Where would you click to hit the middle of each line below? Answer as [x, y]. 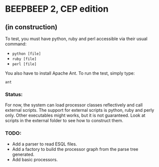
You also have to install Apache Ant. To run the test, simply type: [70, 73]
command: [16, 44]
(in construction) [31, 27]
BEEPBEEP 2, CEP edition [57, 9]
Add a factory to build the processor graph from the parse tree [75, 149]
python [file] [26, 54]
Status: [14, 94]
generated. [23, 154]
